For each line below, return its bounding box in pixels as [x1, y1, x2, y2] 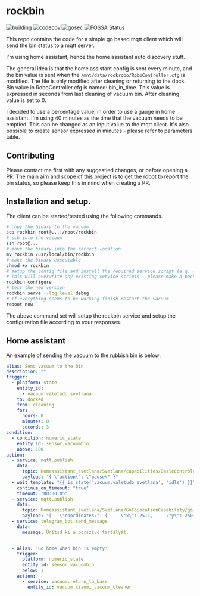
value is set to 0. [6, 97, 46, 104]
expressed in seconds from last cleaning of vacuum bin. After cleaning [6, 90, 180, 97]
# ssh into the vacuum [6, 235, 62, 241]
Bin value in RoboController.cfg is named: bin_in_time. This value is [6, 83, 170, 91]
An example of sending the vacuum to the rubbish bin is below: [6, 352, 161, 359]
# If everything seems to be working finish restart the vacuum [6, 296, 169, 302]
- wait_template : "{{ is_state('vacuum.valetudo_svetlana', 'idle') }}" [11, 479, 196, 485]
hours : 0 [21, 413, 44, 419]
